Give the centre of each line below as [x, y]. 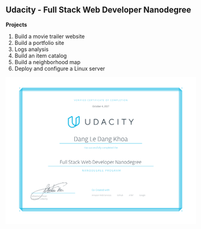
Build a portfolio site [39, 42]
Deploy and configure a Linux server [60, 68]
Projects [17, 24]
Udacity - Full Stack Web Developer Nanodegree [98, 10]
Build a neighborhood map [47, 62]
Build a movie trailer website [49, 36]
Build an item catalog [40, 55]
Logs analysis [31, 49]
